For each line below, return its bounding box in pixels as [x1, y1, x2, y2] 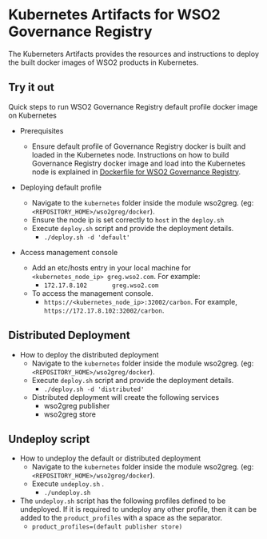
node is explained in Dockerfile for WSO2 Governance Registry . [31, 166, 241, 177]
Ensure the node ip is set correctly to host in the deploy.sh [31, 214, 225, 225]
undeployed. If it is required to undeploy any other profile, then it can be [19, 505, 257, 514]
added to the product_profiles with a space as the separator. [19, 513, 222, 523]
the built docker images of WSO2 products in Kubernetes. [8, 58, 199, 67]
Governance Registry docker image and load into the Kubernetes [31, 158, 246, 168]
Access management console [19, 247, 118, 257]
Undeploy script [8, 432, 90, 445]
